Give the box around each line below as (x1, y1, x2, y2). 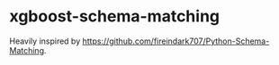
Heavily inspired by (9, 36, 81, 46)
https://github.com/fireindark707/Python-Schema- (82, 36, 270, 46)
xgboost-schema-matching (9, 6, 220, 27)
